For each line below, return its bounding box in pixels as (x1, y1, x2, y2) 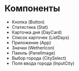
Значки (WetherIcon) (11, 45, 55, 51)
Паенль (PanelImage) (11, 50, 56, 56)
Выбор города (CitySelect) (11, 55, 66, 61)
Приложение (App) (11, 39, 52, 45)
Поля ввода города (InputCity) (11, 60, 75, 66)
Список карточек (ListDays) (11, 35, 69, 40)
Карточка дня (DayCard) (11, 29, 62, 35)
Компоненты (4, 3, 60, 14)
